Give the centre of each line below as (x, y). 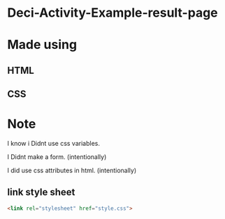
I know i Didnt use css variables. (53, 144)
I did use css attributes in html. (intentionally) (72, 171)
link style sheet (41, 192)
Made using (42, 45)
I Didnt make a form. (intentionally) (57, 157)
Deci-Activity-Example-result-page (112, 13)
